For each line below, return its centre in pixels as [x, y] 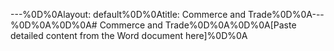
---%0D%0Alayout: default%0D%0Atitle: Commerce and [128, 14]
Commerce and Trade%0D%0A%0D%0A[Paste [198, 25]
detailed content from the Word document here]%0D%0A [129, 35]
